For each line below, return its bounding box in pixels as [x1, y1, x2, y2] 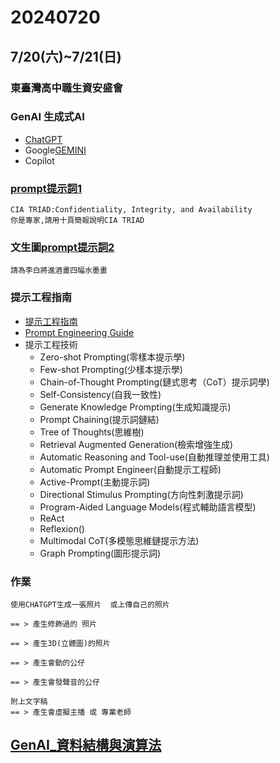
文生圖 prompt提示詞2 [10, 241, 115, 255]
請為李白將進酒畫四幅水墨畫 [10, 266, 108, 276]
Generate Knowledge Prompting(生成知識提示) [39, 401, 232, 413]
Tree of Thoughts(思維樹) [39, 426, 145, 438]
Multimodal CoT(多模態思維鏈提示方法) [39, 534, 200, 546]
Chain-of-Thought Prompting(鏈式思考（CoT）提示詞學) [39, 376, 270, 388]
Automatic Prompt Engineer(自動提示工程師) [39, 463, 222, 475]
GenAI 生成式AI [10, 110, 85, 124]
